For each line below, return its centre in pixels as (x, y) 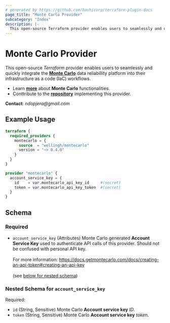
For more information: (35, 259)
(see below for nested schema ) (45, 275)
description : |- (22, 24)
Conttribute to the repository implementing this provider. (72, 94)
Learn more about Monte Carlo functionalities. (61, 89)
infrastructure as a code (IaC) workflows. (48, 78)
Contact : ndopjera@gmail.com (37, 104)
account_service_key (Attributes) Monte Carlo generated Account (81, 238)
